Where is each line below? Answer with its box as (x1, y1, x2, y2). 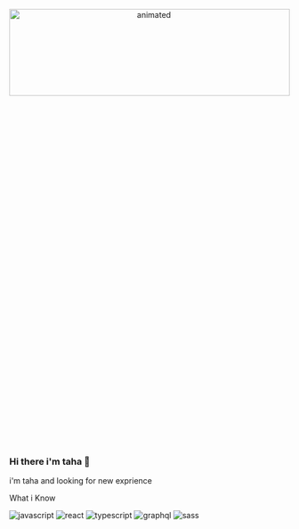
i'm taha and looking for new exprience (9, 476, 153, 486)
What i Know (9, 492, 56, 503)
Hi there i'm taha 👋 (9, 455, 91, 468)
